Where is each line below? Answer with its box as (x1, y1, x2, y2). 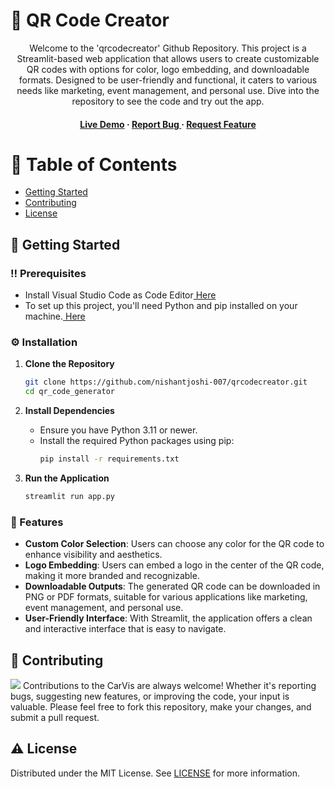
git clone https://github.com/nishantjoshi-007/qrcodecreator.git (24, 377, 308, 388)
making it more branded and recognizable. (24, 570, 200, 582)
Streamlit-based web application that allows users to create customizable (16, 52, 320, 64)
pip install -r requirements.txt (39, 454, 180, 464)
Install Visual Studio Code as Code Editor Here (24, 289, 217, 301)
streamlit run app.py (24, 492, 115, 502)
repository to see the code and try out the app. (71, 95, 265, 107)
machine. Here (24, 310, 86, 323)
